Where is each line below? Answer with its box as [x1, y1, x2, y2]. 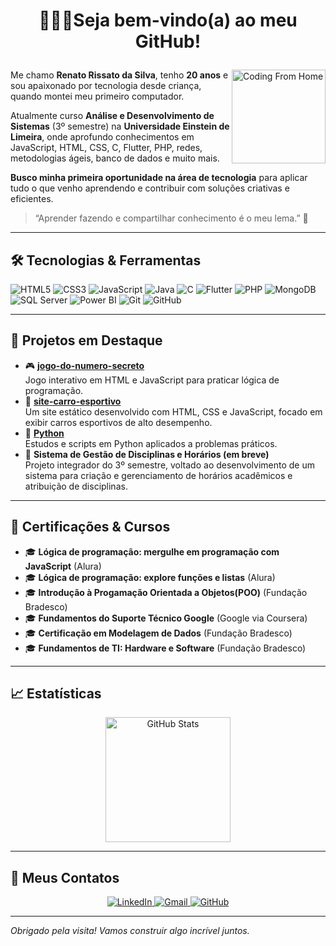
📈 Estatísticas [10, 685, 102, 703]
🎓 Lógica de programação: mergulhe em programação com [24, 545, 280, 558]
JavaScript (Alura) [24, 560, 102, 572]
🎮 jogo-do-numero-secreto [24, 359, 145, 371]
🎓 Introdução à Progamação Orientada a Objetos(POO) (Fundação [24, 586, 308, 598]
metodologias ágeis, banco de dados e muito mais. [10, 152, 220, 164]
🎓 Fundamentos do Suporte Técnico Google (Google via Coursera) [24, 612, 308, 624]
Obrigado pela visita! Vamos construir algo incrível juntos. [10, 925, 250, 937]
